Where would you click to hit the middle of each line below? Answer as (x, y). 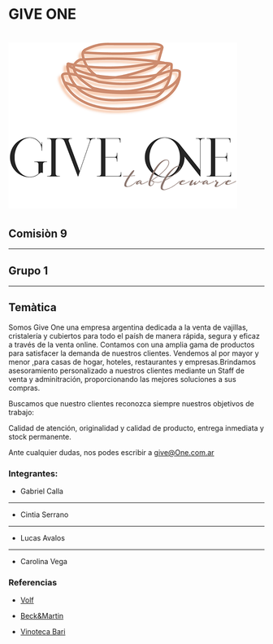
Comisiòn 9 (38, 233)
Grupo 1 (28, 271)
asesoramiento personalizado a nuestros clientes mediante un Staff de (127, 370)
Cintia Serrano (44, 515)
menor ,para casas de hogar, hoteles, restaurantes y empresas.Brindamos (132, 361)
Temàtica (32, 307)
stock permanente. (40, 436)
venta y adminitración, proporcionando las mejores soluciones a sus (123, 379)
